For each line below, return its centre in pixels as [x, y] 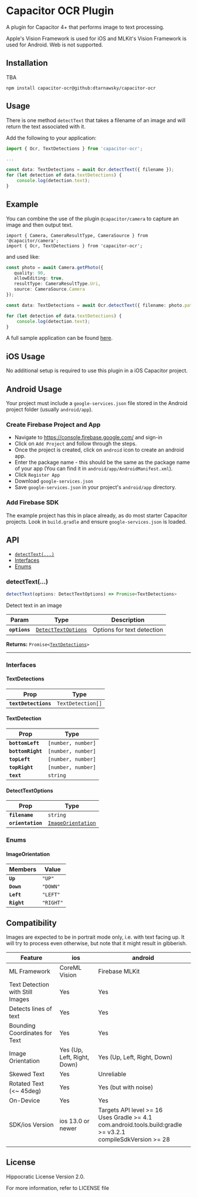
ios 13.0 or [74, 1121]
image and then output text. [40, 225]
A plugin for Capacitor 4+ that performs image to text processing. [85, 27]
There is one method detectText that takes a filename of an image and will [96, 120]
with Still [21, 992]
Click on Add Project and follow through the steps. [76, 444]
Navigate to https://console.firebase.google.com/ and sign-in [89, 437]
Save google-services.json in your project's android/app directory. [95, 487]
